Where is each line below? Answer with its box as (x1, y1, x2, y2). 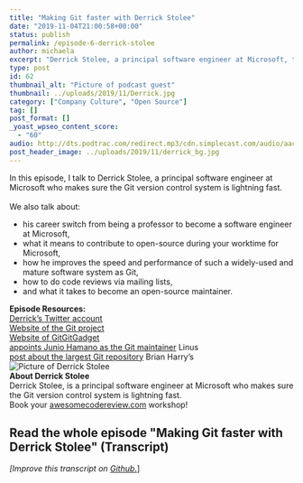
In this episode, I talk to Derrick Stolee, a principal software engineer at (9, 172, 273, 183)
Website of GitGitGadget (9, 331, 100, 343)
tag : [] (9, 106, 39, 115)
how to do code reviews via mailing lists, (22, 276, 173, 287)
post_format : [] (9, 114, 70, 123)
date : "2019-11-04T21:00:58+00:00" (9, 22, 143, 31)
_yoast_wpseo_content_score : (9, 123, 119, 132)
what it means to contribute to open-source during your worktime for (22, 237, 280, 248)
